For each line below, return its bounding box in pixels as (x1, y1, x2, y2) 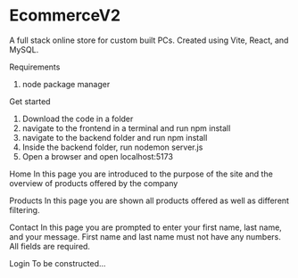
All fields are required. (9, 241, 91, 251)
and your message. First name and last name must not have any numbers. (9, 231, 281, 241)
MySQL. (9, 44, 39, 54)
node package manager (21, 78, 111, 89)
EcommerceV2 (9, 5, 121, 26)
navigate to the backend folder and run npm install (21, 132, 208, 143)
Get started (9, 95, 51, 107)
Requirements (9, 61, 61, 72)
